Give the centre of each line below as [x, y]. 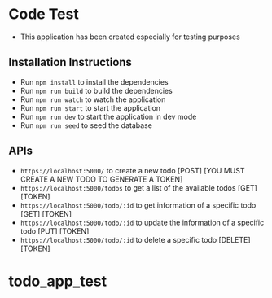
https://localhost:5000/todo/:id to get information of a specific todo [138, 205]
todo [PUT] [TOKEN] [55, 231]
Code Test [44, 14]
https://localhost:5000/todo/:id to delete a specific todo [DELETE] [135, 239]
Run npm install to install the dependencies [94, 81]
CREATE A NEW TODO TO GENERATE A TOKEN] [101, 179]
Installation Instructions [70, 62]
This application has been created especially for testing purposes [130, 37]
